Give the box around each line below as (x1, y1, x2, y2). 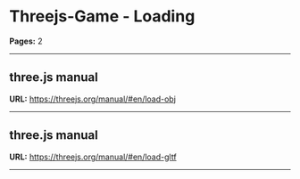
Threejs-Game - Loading (9, 6, 196, 27)
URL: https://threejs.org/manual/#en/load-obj (9, 94, 177, 104)
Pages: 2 (9, 36, 43, 46)
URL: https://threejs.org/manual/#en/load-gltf (9, 151, 177, 162)
